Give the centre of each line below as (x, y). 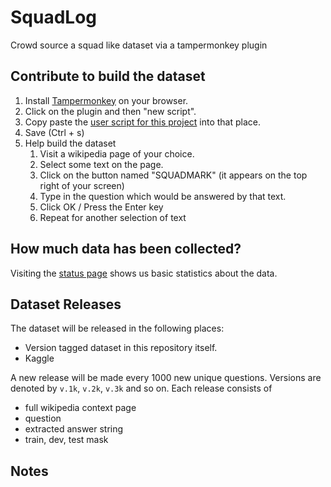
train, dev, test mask (66, 440)
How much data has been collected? (126, 249)
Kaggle (39, 358)
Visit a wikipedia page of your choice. (117, 153)
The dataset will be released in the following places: (117, 328)
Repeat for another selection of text (113, 217)
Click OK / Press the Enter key (101, 207)
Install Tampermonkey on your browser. (106, 100)
